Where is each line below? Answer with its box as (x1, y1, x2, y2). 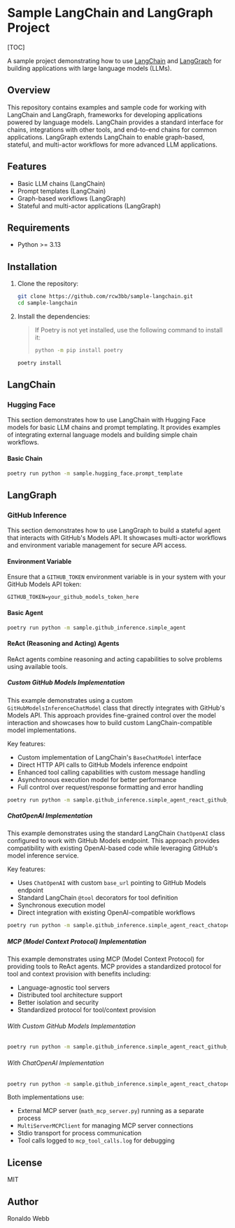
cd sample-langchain (17, 299, 78, 306)
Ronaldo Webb (7, 1215, 50, 1223)
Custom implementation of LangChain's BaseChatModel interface (17, 753, 201, 762)
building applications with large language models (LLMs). (7, 64, 172, 72)
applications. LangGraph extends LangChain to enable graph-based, (7, 133, 205, 141)
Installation (7, 261, 57, 273)
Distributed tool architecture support (17, 991, 123, 999)
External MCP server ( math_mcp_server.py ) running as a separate (17, 1107, 204, 1115)
